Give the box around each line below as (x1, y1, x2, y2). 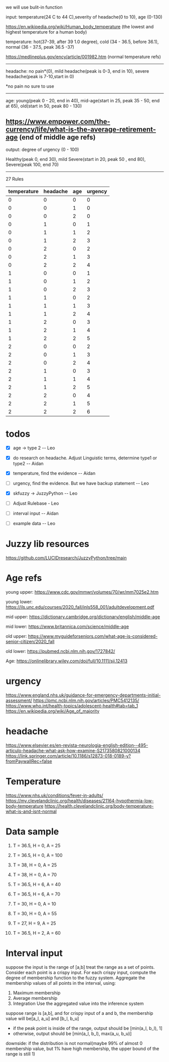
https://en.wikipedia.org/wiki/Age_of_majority (6, 708, 100, 714)
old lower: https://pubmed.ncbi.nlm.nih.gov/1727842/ (6, 648, 115, 654)
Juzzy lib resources (6, 539, 90, 550)
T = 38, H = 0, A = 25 (13, 862, 57, 868)
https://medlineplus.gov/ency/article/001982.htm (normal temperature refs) (6, 54, 161, 60)
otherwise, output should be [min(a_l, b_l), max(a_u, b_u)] (13, 1030, 132, 1036)
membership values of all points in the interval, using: (6, 980, 116, 986)
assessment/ (6, 697, 32, 703)
